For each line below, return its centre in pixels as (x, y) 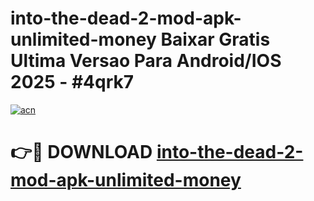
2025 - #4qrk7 (72, 82)
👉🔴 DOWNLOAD (81, 152)
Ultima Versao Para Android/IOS (146, 61)
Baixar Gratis (215, 39)
